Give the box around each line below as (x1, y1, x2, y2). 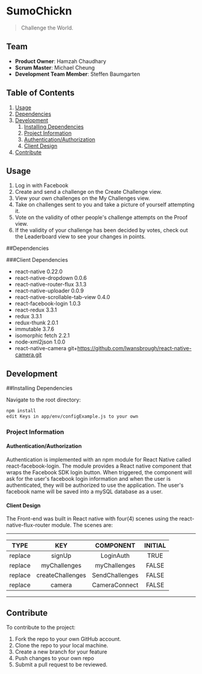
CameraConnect (92, 581, 139, 589)
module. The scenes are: (51, 522, 113, 529)
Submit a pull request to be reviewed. (14, 661, 108, 669)
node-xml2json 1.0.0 (14, 338, 66, 345)
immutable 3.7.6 (14, 326, 55, 333)
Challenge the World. (20, 24, 73, 31)
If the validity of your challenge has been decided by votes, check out (14, 227, 188, 234)
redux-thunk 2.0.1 (14, 319, 58, 326)
